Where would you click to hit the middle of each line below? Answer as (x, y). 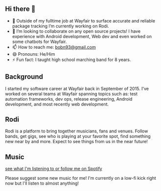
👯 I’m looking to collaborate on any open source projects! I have (76, 31)
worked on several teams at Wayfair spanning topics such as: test (71, 94)
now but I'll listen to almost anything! (42, 183)
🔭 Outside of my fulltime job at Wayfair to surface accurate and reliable (84, 21)
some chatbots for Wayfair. (39, 42)
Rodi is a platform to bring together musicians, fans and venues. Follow (77, 131)
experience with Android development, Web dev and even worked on (82, 36)
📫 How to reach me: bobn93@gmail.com (54, 47)
